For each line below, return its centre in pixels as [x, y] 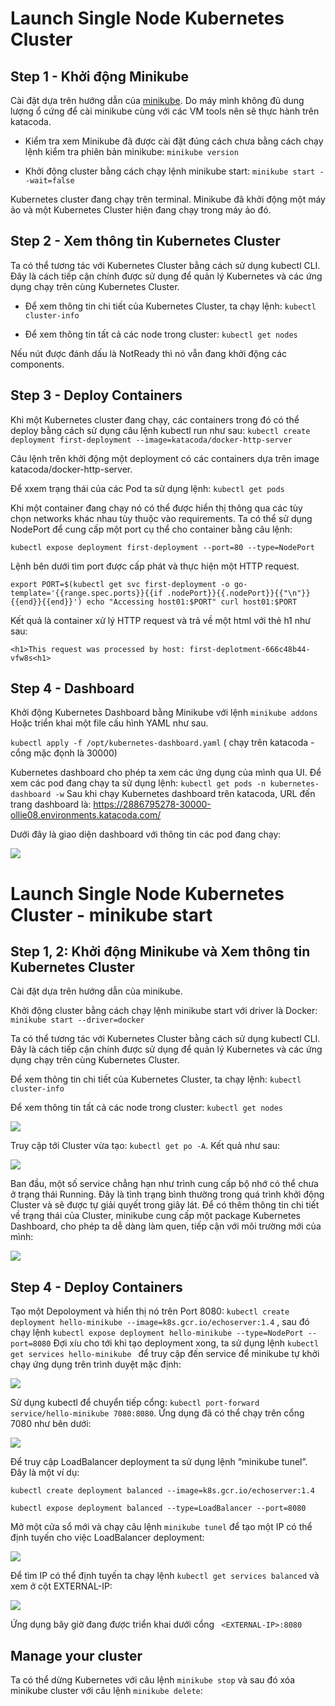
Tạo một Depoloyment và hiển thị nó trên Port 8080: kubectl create [150, 1311]
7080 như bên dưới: [51, 1424]
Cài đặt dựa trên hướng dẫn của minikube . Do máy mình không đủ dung [157, 100]
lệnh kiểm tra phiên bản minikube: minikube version [131, 151]
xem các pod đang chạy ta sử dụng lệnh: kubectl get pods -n [138, 783]
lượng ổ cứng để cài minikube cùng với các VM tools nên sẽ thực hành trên [165, 111]
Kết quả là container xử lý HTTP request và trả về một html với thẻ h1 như [160, 620]
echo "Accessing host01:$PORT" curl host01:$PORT [192, 602]
